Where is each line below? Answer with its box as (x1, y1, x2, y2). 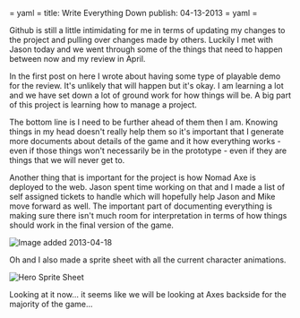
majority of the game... (9, 299, 93, 309)
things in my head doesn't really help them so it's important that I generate (9, 126, 285, 137)
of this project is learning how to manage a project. (9, 99, 197, 110)
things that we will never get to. (9, 155, 125, 165)
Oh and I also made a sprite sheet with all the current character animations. (9, 254, 287, 265)
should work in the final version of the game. (9, 219, 175, 230)
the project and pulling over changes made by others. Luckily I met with (9, 35, 273, 45)
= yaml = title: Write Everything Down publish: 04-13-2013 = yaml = (9, 8, 258, 18)
